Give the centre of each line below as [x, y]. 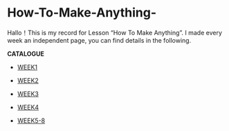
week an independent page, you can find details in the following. [99, 40]
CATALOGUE [26, 54]
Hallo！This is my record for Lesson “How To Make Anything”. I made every [115, 32]
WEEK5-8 [31, 120]
